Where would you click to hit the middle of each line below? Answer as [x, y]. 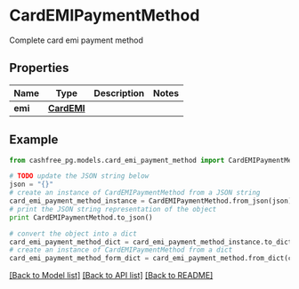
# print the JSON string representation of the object [113, 209]
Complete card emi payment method [77, 40]
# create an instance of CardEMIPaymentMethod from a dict [121, 250]
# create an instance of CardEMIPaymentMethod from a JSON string [135, 193]
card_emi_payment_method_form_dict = [79, 259]
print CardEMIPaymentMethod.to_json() [81, 217]
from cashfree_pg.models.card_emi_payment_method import [117, 160]
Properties [39, 68]
